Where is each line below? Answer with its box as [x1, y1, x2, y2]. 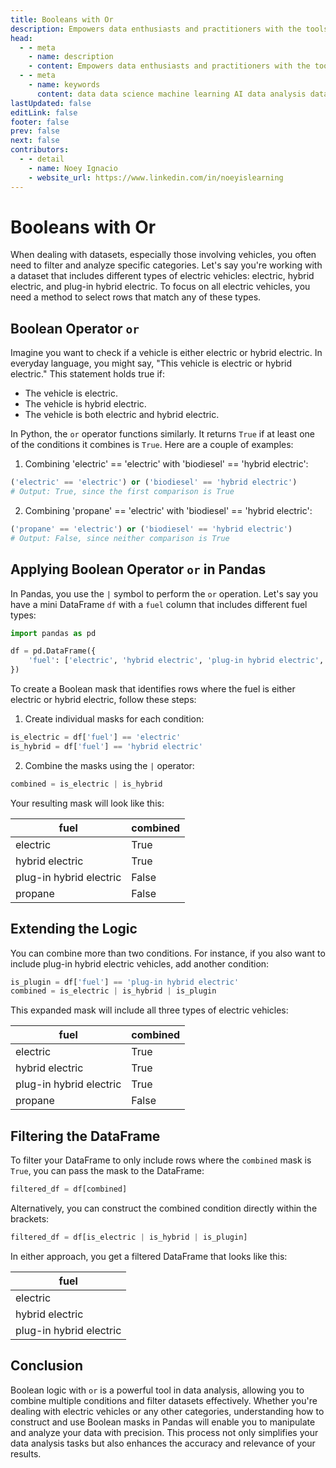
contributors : [10, 145, 70, 155]
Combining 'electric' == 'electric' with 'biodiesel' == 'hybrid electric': [24, 458, 309, 470]
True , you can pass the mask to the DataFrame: [10, 1165, 205, 1177]
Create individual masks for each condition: [24, 713, 205, 725]
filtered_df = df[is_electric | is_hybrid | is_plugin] [10, 1232, 248, 1242]
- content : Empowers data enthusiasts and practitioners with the [28, 61, 311, 71]
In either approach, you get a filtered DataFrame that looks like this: [10, 1250, 288, 1262]
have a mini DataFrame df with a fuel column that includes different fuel [10, 598, 308, 610]
